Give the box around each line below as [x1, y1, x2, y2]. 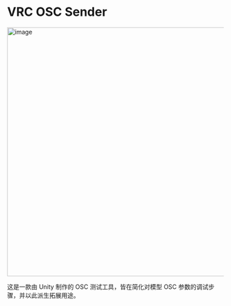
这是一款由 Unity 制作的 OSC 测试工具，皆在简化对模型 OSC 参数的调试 [7, 283, 209, 291]
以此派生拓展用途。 [25, 291, 80, 299]
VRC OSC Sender [7, 4, 108, 20]
